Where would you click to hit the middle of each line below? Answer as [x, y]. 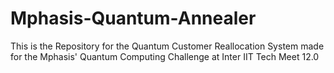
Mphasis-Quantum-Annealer [133, 18]
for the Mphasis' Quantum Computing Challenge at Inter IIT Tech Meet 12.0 [165, 56]
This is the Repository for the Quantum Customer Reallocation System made [167, 46]
